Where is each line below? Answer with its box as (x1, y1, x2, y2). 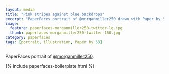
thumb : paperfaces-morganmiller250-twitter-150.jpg (10, 30, 121, 35)
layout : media (5, 7, 35, 12)
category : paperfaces (5, 35, 51, 40)
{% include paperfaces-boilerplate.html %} (5, 63, 95, 69)
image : (5, 21, 19, 26)
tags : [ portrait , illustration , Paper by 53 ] (5, 40, 102, 45)
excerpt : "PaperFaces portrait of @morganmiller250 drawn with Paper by (5, 16, 161, 21)
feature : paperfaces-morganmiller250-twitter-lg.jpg (10, 26, 123, 31)
